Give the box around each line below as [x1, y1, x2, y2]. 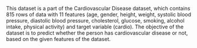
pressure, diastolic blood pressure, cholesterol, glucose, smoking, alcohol [6, 17, 185, 24]
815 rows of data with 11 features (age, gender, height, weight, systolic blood [6, 11, 191, 18]
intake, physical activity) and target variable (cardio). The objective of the [6, 23, 184, 30]
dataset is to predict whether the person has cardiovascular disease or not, [6, 29, 188, 36]
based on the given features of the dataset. [6, 36, 111, 42]
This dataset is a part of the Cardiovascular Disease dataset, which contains [6, 5, 191, 12]
